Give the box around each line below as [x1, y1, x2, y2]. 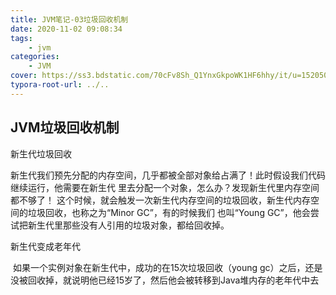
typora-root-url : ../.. [10, 80, 110, 90]
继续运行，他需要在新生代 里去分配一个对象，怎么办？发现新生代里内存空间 [10, 181, 320, 193]
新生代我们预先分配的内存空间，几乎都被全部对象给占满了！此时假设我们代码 [10, 169, 326, 181]
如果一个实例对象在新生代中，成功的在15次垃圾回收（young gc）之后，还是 [12, 261, 323, 273]
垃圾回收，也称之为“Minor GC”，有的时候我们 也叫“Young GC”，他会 [27, 206, 311, 218]
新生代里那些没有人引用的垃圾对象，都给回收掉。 [27, 219, 230, 231]
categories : [10, 52, 60, 62]
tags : [10, 33, 33, 43]
